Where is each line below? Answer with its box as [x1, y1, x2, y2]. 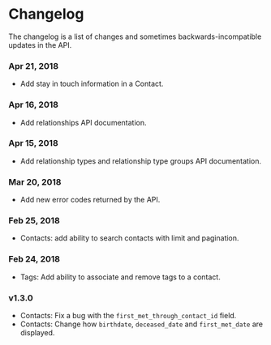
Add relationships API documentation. [19, 117, 148, 127]
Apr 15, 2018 [8, 138, 58, 149]
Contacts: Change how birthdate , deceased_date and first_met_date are [19, 319, 264, 329]
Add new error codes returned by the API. [19, 195, 161, 205]
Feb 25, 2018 [8, 215, 61, 227]
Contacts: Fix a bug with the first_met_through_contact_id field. [19, 311, 237, 321]
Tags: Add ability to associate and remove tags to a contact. [19, 272, 221, 282]
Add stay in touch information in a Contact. [19, 79, 164, 89]
